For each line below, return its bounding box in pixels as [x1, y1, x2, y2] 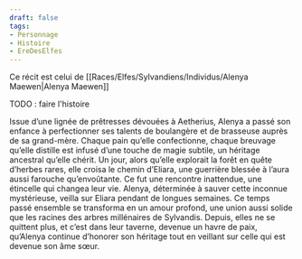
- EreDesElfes [9, 47, 63, 56]
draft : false [9, 13, 59, 23]
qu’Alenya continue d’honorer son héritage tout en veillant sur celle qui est [9, 231, 287, 242]
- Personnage [9, 30, 59, 39]
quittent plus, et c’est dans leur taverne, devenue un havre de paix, [9, 222, 258, 233]
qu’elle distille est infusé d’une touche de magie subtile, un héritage [9, 145, 260, 156]
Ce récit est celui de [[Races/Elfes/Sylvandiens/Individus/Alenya [9, 71, 249, 82]
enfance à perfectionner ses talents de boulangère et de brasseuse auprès [9, 125, 288, 136]
